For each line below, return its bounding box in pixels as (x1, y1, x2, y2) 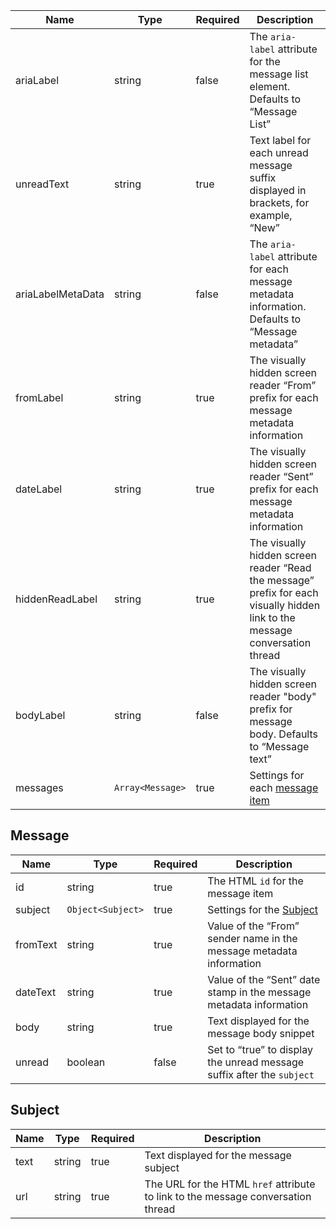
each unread (249, 146, 309, 159)
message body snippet (207, 1026, 315, 1040)
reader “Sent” (249, 470, 314, 483)
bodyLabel (15, 709, 66, 722)
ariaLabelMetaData (15, 287, 105, 301)
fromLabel (15, 391, 64, 404)
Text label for (249, 134, 312, 147)
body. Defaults (249, 727, 318, 741)
